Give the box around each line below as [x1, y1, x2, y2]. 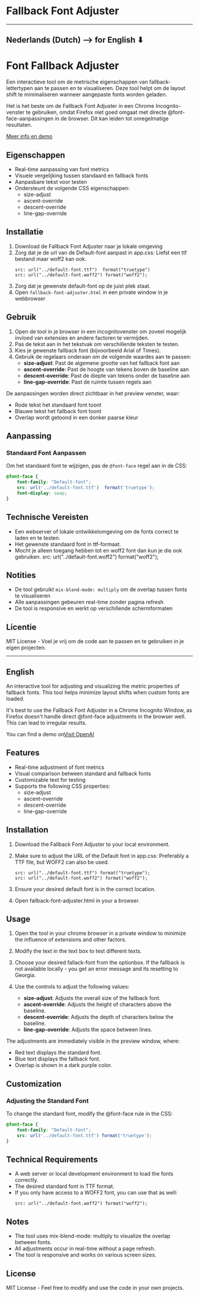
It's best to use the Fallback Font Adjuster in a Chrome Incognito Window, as [6, 707, 192, 714]
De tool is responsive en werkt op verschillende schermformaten [14, 605, 173, 612]
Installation [6, 825, 49, 835]
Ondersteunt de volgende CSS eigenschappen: [14, 185, 130, 192]
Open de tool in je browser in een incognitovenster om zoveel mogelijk [14, 328, 187, 335]
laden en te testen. [14, 534, 60, 541]
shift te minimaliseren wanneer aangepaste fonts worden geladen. [6, 91, 168, 98]
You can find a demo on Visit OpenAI [6, 731, 95, 738]
